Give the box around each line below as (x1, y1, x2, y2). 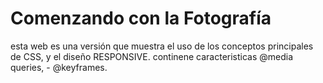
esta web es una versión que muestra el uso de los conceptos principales (10, 40, 314, 52)
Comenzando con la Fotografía (10, 7, 272, 30)
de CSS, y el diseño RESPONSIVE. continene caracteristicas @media (10, 50, 294, 62)
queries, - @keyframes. (10, 61, 108, 73)
